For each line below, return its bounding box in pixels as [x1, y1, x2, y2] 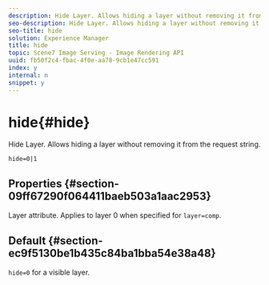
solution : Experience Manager [8, 34, 110, 42]
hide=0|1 [8, 155, 38, 163]
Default [8, 234, 46, 247]
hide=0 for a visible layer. [8, 267, 90, 277]
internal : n [8, 71, 48, 79]
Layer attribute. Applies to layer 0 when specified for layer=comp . [8, 211, 222, 220]
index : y [8, 64, 38, 72]
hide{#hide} [8, 113, 90, 131]
